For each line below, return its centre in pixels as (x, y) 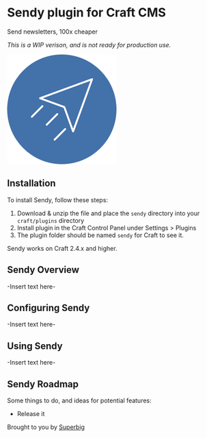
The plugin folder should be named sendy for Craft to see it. (100, 235)
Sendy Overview (43, 270)
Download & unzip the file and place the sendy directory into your (108, 213)
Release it (31, 414)
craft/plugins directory (51, 220)
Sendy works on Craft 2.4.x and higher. (62, 248)
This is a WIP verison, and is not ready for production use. (89, 45)
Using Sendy (35, 346)
